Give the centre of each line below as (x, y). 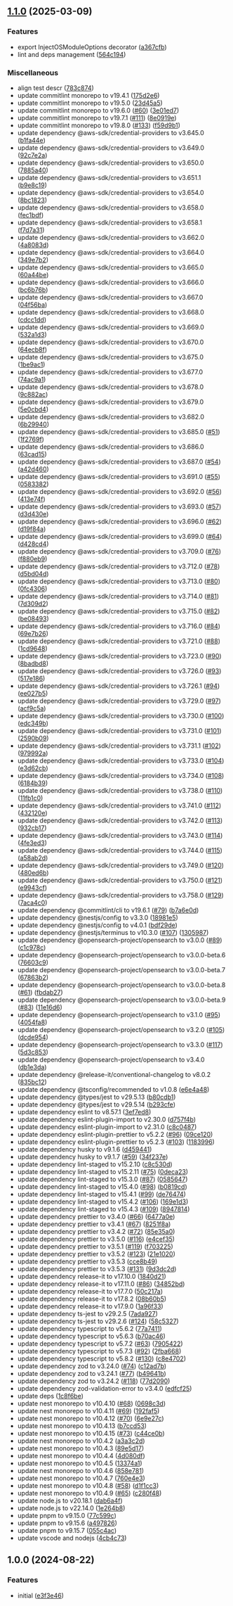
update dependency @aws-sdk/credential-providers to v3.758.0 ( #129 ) (121, 895)
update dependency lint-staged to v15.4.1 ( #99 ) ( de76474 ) (101, 1194)
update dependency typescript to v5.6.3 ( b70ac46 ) (92, 1336)
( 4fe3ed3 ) (32, 843)
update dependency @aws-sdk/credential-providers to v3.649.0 (111, 148)
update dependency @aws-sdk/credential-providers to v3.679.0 (111, 402)
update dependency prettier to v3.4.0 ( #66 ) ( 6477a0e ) (96, 1216)
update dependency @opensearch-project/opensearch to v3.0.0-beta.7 (121, 969)
